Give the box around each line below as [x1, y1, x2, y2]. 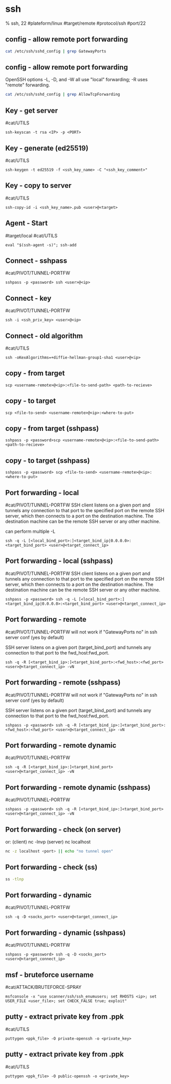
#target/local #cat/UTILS [5, 232, 58, 239]
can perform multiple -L [5, 528, 55, 535]
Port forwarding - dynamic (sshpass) [5, 928, 126, 937]
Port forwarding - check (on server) [5, 825, 121, 834]
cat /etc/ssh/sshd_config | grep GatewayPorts [5, 48, 106, 54]
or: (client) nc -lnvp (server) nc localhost [5, 839, 91, 845]
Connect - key [5, 294, 52, 302]
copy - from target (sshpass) [5, 424, 99, 433]
